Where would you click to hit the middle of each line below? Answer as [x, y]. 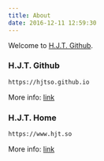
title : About [30, 15]
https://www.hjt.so [40, 134]
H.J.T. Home [32, 118]
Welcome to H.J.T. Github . [50, 45]
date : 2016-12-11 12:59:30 [52, 23]
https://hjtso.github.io [49, 82]
